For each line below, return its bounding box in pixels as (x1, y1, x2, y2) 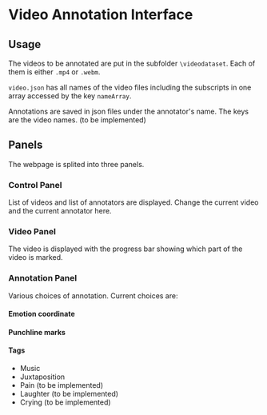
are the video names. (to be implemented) (8, 115, 146, 125)
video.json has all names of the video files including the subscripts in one (8, 82, 252, 92)
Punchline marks (8, 327, 66, 337)
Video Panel (8, 226, 56, 237)
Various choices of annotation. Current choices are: (8, 290, 178, 301)
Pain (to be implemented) (19, 381, 104, 390)
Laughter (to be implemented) (19, 389, 118, 399)
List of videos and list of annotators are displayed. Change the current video (8, 198, 259, 207)
